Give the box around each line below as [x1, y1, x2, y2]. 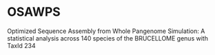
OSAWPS [7, 4, 60, 20]
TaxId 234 [7, 41, 36, 49]
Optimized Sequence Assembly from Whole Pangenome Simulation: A [7, 27, 205, 35]
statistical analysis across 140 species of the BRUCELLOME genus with [7, 34, 208, 42]
